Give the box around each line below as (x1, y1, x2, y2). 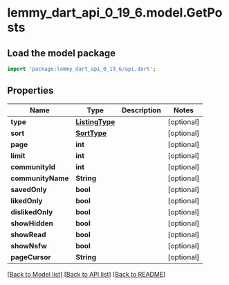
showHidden (10, 218, 54, 228)
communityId (10, 162, 56, 171)
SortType (75, 128, 107, 138)
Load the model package (7, 47, 116, 59)
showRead (10, 230, 46, 239)
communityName (10, 173, 69, 183)
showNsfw (10, 241, 47, 250)
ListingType (75, 116, 116, 126)
